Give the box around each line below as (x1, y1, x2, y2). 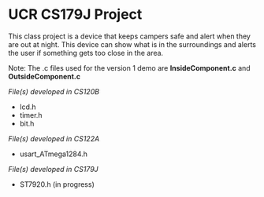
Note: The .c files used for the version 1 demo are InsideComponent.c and (8, 63, 251, 72)
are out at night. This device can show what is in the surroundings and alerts (8, 39, 256, 49)
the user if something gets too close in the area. (8, 48, 164, 57)
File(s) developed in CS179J (8, 164, 99, 173)
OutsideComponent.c (8, 71, 81, 81)
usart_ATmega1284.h (19, 149, 88, 159)
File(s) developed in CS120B (8, 86, 100, 96)
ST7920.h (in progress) (19, 179, 95, 189)
